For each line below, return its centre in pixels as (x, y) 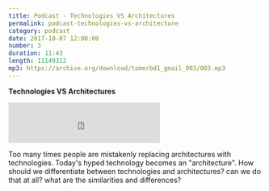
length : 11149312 (38, 61)
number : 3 (25, 46)
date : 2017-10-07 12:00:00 (54, 38)
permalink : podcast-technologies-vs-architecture (94, 23)
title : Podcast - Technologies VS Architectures (92, 16)
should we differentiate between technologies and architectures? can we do (134, 171)
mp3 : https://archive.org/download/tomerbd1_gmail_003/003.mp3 (117, 69)
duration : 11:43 (36, 53)
